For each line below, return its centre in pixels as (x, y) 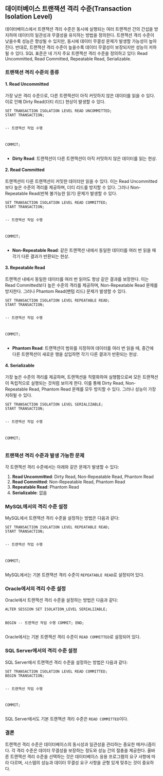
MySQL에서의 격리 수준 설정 (36, 506)
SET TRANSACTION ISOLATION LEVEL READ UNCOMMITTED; (58, 111)
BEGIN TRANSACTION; (25, 676)
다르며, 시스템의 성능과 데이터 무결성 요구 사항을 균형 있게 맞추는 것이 (75, 762)
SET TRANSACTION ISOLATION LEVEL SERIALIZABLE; (54, 404)
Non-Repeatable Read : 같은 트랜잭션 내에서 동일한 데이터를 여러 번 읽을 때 (84, 250)
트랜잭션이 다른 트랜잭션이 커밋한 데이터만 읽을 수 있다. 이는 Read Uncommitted (81, 181)
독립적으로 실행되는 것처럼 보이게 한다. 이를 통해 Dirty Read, (67, 383)
